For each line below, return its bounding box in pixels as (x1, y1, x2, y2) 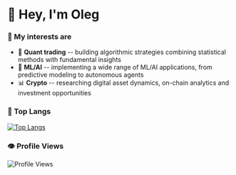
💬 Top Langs (7, 107, 51, 117)
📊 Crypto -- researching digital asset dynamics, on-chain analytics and (17, 78, 230, 87)
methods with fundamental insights (17, 55, 121, 64)
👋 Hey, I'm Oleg (7, 6, 100, 23)
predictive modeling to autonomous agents (17, 70, 144, 79)
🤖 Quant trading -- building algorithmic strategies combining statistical (17, 48, 227, 56)
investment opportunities (17, 89, 91, 97)
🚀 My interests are (7, 32, 72, 42)
